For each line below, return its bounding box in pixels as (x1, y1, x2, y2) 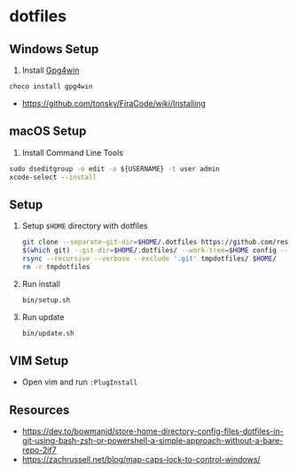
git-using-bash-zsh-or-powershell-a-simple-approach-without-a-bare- (21, 436, 284, 446)
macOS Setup (9, 124, 87, 139)
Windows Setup (9, 42, 99, 57)
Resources (9, 402, 70, 417)
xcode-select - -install (9, 173, 98, 182)
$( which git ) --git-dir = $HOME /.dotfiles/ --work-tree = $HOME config (21, 246, 277, 255)
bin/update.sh (21, 329, 74, 337)
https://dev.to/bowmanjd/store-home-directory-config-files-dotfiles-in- (21, 426, 284, 437)
